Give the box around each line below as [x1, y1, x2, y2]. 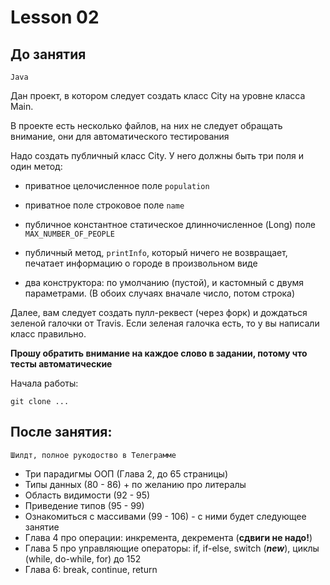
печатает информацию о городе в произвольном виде [24, 257, 258, 269]
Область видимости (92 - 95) [24, 489, 151, 501]
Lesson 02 [10, 6, 100, 29]
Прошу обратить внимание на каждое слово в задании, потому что [10, 347, 308, 359]
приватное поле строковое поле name [24, 199, 185, 211]
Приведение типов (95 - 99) [24, 499, 145, 511]
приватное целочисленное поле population [24, 180, 210, 191]
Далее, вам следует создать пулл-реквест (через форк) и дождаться [10, 307, 308, 318]
